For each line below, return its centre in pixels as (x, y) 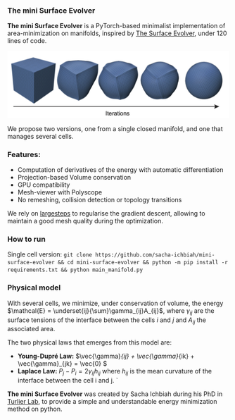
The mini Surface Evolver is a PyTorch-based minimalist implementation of (116, 26)
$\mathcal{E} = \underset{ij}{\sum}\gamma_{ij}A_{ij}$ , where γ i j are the (111, 311)
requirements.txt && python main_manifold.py (75, 270)
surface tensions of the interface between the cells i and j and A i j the (107, 321)
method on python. (35, 409)
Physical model (34, 288)
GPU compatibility (44, 185)
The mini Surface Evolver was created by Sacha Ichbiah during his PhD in (115, 394)
